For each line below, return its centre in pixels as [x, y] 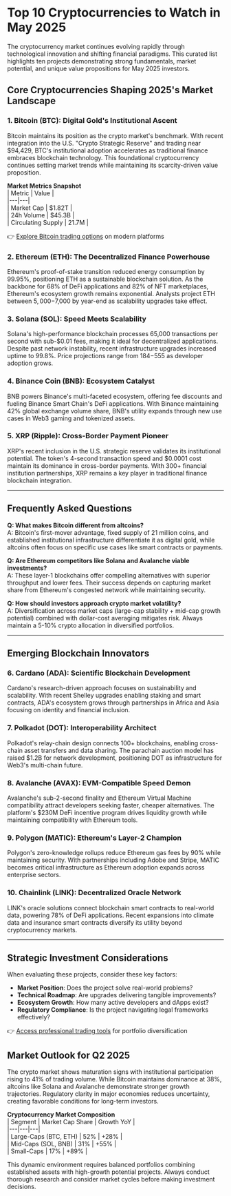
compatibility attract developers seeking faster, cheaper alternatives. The [111, 805]
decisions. [22, 1187]
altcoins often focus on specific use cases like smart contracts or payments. [115, 547]
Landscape [32, 101]
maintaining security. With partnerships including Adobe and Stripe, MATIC [113, 860]
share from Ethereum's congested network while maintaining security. [107, 590]
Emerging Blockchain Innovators [78, 654]
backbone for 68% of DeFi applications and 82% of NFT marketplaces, [108, 286]
